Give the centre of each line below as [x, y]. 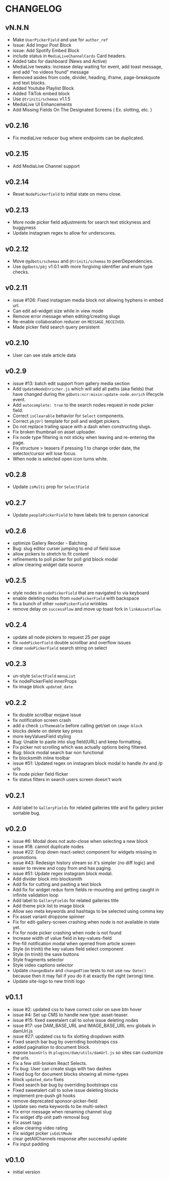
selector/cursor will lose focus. [44, 453]
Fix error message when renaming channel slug [62, 1112]
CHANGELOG [34, 9]
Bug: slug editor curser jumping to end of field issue [67, 548]
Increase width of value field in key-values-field [62, 938]
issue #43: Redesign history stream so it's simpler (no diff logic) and [83, 863]
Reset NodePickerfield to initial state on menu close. [67, 194]
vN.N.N [17, 28]
